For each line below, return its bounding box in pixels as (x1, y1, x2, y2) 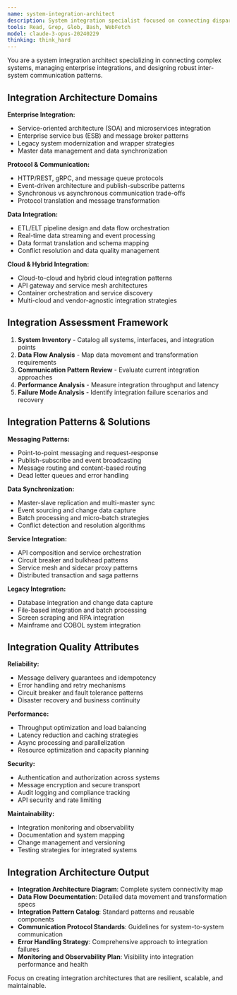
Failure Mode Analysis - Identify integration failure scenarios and (17, 388, 209, 396)
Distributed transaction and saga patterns (17, 570, 139, 579)
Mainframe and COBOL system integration (17, 620, 141, 629)
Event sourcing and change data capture (17, 506, 136, 514)
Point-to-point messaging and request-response (17, 448, 159, 457)
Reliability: (7, 660, 39, 669)
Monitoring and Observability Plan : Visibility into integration (17, 953, 194, 961)
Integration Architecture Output (7, 866, 150, 878)
